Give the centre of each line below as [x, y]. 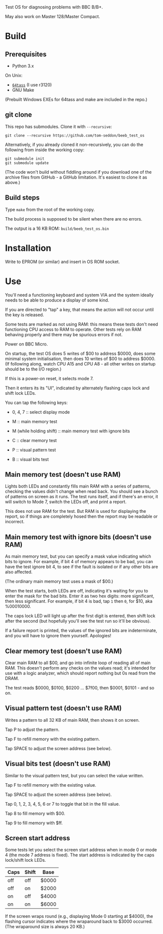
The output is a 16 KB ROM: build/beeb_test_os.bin [57, 228]
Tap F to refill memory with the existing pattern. [53, 739]
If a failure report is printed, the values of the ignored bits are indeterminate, [81, 630]
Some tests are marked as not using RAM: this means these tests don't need [81, 324]
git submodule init [25, 159]
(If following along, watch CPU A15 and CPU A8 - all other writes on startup [80, 364]
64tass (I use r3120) [32, 85]
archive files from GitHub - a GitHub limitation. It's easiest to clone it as [76, 177]
